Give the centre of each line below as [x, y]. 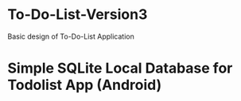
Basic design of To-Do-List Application [71, 36]
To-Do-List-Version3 [78, 15]
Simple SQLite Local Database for [120, 68]
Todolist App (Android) [85, 85]
